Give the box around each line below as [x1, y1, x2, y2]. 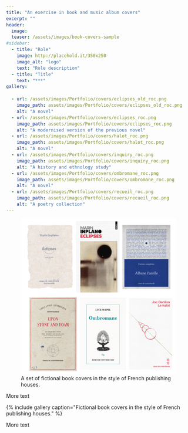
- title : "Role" [11, 47, 51, 53]
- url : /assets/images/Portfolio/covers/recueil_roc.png [11, 189, 154, 195]
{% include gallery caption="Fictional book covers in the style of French [6, 404, 180, 411]
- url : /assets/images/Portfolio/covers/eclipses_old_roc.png [11, 96, 167, 102]
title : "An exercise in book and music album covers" [6, 9, 141, 15]
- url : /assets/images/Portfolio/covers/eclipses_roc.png [11, 114, 157, 120]
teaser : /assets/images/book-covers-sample [11, 34, 119, 40]
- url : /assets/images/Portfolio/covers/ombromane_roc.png [11, 170, 159, 176]
